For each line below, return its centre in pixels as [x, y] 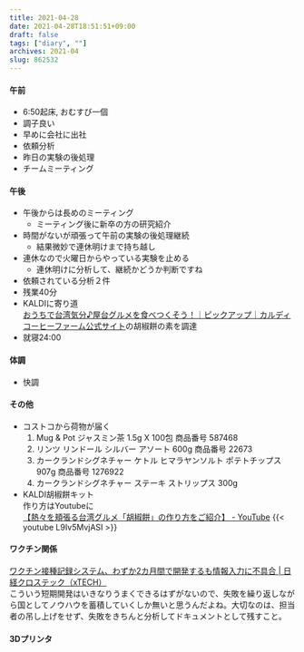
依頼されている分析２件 [66, 281]
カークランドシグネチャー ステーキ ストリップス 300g [137, 482]
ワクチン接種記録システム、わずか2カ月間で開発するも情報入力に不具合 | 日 [151, 571]
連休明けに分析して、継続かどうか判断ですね [119, 269]
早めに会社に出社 [54, 135]
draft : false [34, 34]
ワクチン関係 [33, 549]
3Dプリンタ [31, 638]
